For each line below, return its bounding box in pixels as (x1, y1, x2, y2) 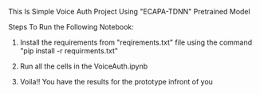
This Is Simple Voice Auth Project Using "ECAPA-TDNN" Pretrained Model (8, 7, 250, 16)
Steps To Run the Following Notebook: (8, 22, 134, 31)
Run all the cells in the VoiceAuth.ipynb (19, 61, 148, 71)
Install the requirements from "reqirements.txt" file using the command (19, 37, 253, 47)
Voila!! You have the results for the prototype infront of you (19, 77, 214, 86)
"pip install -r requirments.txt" (19, 46, 118, 55)
